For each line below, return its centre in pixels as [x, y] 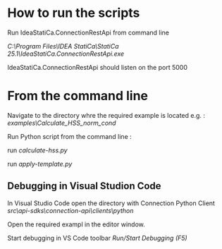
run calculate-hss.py [38, 150]
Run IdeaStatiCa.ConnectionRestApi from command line [88, 32]
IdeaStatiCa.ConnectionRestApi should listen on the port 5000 [98, 67]
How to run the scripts [74, 13]
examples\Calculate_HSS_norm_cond [62, 123]
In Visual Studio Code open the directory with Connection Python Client [111, 203]
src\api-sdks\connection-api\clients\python [70, 210]
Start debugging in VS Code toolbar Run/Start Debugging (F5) [98, 238]
